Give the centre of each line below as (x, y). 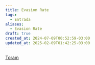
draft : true (18, 34)
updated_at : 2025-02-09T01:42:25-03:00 (48, 43)
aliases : (15, 24)
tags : (11, 15)
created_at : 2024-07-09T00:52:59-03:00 (48, 39)
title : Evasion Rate (27, 10)
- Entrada (20, 19)
